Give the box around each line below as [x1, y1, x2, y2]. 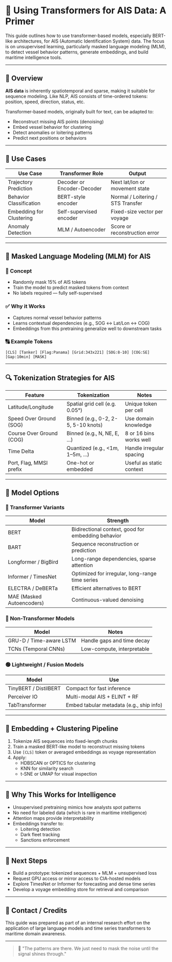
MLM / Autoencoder [57, 226, 106, 233]
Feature [25, 391, 45, 398]
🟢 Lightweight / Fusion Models [5, 661, 84, 668]
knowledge [124, 421, 152, 428]
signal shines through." [17, 951, 67, 957]
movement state [111, 185, 150, 192]
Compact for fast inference [66, 685, 131, 692]
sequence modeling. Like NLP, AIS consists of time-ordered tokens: [5, 93, 148, 99]
